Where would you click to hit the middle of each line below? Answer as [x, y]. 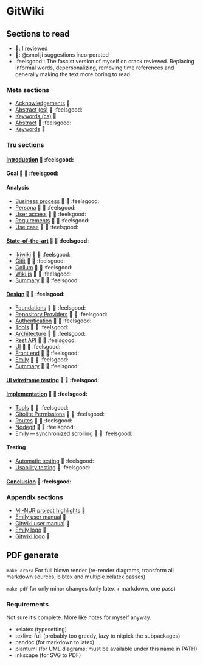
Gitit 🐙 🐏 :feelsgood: [40, 261]
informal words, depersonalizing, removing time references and [95, 68]
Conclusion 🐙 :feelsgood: [39, 481]
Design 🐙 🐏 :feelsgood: [36, 294]
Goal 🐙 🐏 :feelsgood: [33, 173]
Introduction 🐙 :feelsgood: [40, 159]
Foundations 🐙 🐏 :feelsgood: [50, 308]
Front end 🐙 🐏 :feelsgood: [47, 353]
